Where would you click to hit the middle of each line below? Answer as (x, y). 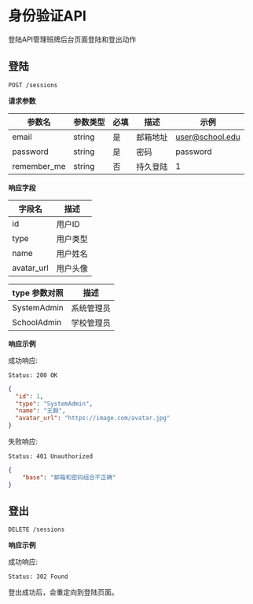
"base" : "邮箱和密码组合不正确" (69, 477)
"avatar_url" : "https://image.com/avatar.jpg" (93, 418)
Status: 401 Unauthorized (50, 456)
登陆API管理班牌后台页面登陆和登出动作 (72, 39)
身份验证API (47, 16)
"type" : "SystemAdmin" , (54, 404)
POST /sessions (33, 85)
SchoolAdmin (37, 322)
